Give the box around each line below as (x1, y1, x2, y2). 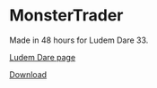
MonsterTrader (9, 5, 124, 26)
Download (9, 68, 48, 80)
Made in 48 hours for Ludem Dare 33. (9, 35, 149, 45)
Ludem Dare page (9, 52, 76, 62)
